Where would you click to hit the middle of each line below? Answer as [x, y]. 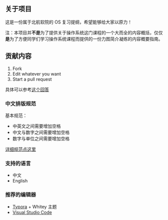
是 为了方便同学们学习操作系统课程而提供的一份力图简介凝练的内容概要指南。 [84, 38]
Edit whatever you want [36, 73]
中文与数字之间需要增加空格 [41, 132]
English [20, 181]
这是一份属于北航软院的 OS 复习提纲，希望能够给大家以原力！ [69, 22]
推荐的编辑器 [21, 195]
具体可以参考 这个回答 [27, 89]
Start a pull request [32, 79]
